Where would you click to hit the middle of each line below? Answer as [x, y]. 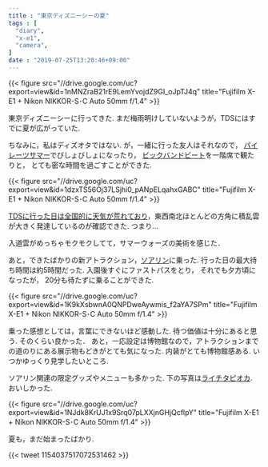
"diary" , [30, 30]
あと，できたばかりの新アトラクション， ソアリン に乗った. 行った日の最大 [129, 260]
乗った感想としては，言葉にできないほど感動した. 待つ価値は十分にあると [129, 331]
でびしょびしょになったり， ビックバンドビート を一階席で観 [148, 155]
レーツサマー [29, 155]
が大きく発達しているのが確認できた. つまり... [83, 226]
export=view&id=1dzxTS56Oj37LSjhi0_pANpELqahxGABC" [105, 190]
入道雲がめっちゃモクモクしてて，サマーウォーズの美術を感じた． [116, 243]
